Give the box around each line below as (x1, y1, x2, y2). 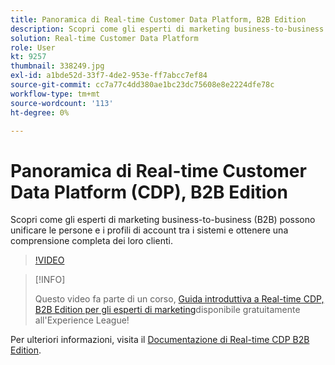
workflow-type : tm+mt (10, 89, 101, 99)
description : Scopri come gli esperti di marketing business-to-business (10, 24, 325, 34)
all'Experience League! (34, 314, 130, 326)
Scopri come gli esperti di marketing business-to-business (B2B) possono (10, 214, 316, 226)
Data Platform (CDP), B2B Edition (10, 181, 288, 203)
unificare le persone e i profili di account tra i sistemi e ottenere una (10, 224, 289, 236)
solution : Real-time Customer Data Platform (10, 33, 199, 43)
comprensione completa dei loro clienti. (10, 235, 173, 247)
